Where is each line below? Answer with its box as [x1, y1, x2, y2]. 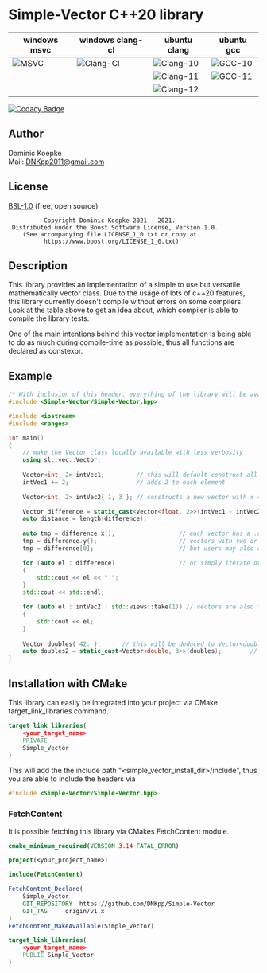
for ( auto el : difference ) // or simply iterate [22, 559, 250, 567]
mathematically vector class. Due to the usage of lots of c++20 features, [8, 288, 246, 298]
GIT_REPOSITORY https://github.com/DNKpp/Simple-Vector [22, 900, 215, 908]
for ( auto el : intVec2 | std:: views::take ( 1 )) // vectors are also [22, 603, 254, 611]
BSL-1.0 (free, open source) [8, 201, 99, 210]
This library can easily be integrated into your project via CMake [8, 698, 219, 707]
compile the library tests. [8, 314, 90, 323]
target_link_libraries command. [8, 706, 109, 716]
